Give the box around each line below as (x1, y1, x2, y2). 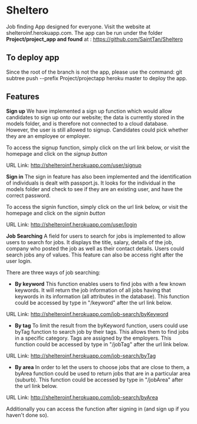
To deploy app (6, 52, 60, 63)
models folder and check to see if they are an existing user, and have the (6, 185, 183, 192)
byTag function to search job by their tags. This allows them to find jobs (14, 328, 189, 335)
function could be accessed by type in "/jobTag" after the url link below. (14, 340, 189, 348)
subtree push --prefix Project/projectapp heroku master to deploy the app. (6, 74, 188, 81)
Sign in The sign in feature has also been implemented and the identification (6, 173, 192, 180)
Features (6, 92, 40, 102)
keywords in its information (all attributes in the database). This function (14, 292, 190, 300)
